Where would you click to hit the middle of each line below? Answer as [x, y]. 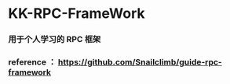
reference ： [32, 62]
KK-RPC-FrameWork [77, 14]
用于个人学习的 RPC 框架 [55, 40]
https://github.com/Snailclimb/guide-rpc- [140, 62]
